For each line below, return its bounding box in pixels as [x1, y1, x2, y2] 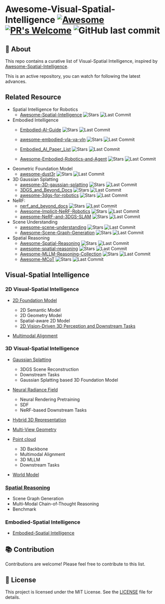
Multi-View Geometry [12, 426, 56, 432]
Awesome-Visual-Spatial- [5, 4, 115, 15]
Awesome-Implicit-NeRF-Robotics [19, 208, 90, 214]
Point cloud [12, 436, 36, 442]
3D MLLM [19, 457, 40, 463]
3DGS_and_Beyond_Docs [19, 187, 72, 193]
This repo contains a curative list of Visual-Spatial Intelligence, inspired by [5, 58, 158, 64]
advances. [5, 79, 27, 84]
